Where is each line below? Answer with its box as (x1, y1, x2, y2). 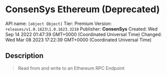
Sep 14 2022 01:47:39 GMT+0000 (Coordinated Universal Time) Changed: (5, 31, 162, 37)
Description (5, 52, 44, 60)
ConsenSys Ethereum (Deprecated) (5, 4, 160, 15)
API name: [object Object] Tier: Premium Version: (5, 20, 112, 27)
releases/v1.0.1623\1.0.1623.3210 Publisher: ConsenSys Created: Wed (5, 26, 158, 32)
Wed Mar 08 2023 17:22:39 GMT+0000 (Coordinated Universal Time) (5, 37, 152, 43)
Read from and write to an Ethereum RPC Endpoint (17, 65, 125, 71)
